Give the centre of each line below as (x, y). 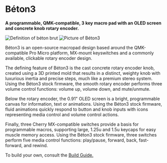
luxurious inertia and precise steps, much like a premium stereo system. (79, 78)
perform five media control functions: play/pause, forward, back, (72, 140)
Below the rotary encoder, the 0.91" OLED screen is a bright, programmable (83, 99)
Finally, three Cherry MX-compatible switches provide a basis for (72, 124)
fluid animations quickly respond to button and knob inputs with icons (77, 109)
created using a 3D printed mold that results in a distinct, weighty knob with (83, 73)
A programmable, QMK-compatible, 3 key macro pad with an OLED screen (83, 23)
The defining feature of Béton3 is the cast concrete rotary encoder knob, (80, 68)
